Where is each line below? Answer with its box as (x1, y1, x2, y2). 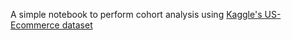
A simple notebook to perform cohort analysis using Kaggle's (10, 9, 263, 20)
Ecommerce (10, 19, 60, 31)
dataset (61, 19, 93, 31)
